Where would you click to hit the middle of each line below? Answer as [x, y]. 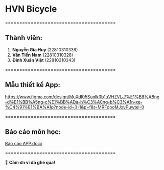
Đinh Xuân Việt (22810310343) [44, 60]
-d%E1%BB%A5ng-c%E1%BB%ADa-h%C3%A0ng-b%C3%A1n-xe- [74, 102]
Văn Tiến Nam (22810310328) [43, 55]
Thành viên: [24, 38]
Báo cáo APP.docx [24, 144]
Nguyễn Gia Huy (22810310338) [45, 49]
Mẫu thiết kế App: [33, 85]
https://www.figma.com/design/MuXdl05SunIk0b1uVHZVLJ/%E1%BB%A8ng [82, 97]
